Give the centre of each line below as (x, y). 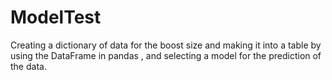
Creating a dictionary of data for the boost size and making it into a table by (166, 45)
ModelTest (56, 17)
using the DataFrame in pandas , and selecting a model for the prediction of (166, 55)
